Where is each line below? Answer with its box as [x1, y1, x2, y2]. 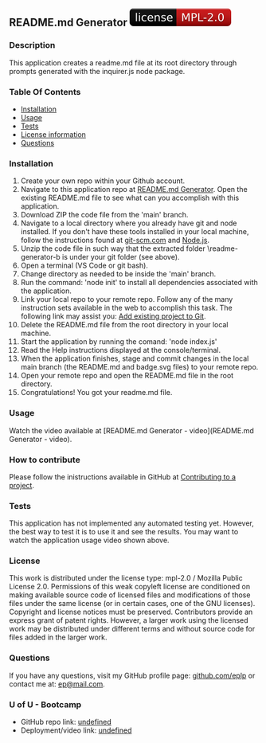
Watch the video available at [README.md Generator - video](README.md [9, 425, 254, 435]
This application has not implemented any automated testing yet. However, [9, 518, 254, 528]
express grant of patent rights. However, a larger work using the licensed [9, 616, 249, 625]
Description [9, 40, 56, 51]
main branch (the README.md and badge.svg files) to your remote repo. [20, 362, 259, 372]
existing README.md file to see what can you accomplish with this [20, 193, 240, 203]
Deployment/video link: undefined [20, 725, 132, 735]
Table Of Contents [9, 86, 81, 97]
